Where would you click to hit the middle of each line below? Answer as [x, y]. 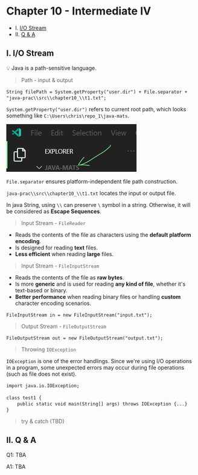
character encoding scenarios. [53, 303]
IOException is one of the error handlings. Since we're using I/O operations [99, 361]
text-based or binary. [41, 290]
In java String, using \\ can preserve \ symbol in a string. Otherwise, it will [98, 205]
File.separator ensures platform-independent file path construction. [92, 181]
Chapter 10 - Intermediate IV [79, 11]
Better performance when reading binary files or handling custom [98, 296]
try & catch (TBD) [43, 421]
